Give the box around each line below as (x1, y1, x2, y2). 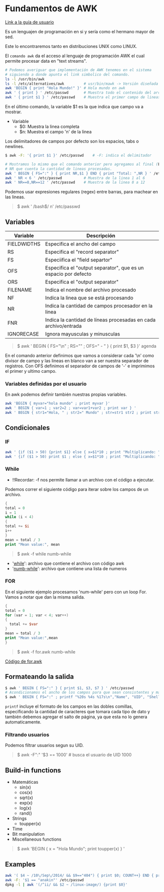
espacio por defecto (45, 270, 92, 277)
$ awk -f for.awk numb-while (17, 649, 76, 654)
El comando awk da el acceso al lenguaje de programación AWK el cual (5, 52, 145, 59)
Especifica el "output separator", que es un (45, 265, 144, 271)
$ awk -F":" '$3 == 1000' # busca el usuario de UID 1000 (17, 752, 132, 758)
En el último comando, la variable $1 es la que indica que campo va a (5, 104, 144, 110)
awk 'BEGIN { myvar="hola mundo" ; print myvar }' (5, 401, 110, 406)
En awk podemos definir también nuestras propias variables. (5, 391, 127, 397)
